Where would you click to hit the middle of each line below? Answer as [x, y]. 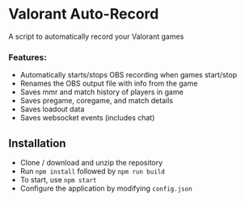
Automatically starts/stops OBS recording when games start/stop [129, 75]
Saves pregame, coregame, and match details [97, 101]
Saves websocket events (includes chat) [87, 118]
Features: [27, 57]
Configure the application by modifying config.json [106, 188]
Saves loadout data [52, 109]
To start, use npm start [58, 180]
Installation [37, 143]
